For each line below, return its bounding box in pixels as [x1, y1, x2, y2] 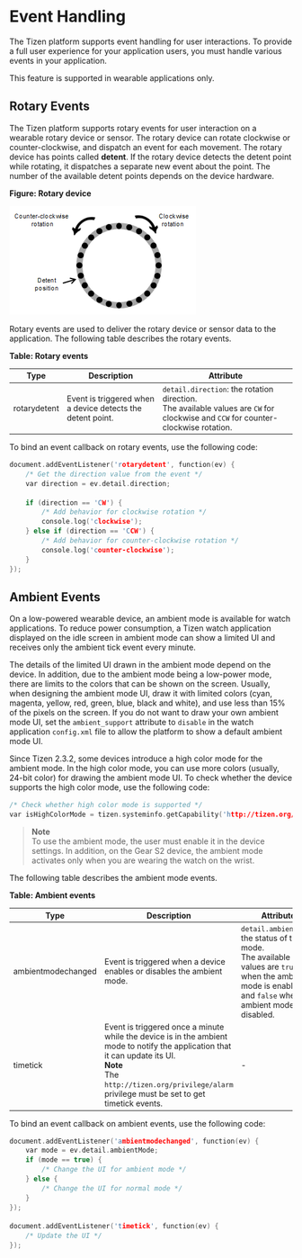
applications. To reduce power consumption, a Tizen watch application [9, 623, 271, 633]
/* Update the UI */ [25, 1231, 102, 1241]
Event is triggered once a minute [104, 1021, 225, 1032]
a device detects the [67, 402, 142, 413]
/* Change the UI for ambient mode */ [41, 1165, 187, 1174]
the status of [241, 932, 288, 943]
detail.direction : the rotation [162, 383, 274, 394]
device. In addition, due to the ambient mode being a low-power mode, [9, 669, 272, 680]
